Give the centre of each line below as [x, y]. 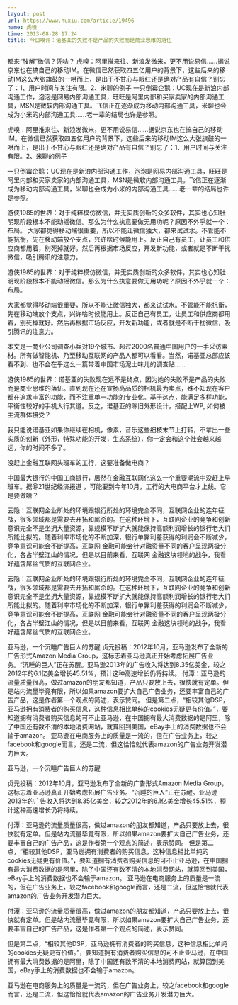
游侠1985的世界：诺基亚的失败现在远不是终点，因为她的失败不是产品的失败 [117, 379]
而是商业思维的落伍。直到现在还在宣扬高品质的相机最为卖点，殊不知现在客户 [119, 388]
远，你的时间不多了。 [38, 448]
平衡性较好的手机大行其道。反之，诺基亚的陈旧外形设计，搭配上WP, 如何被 [117, 406]
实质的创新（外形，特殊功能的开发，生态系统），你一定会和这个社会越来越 [114, 439]
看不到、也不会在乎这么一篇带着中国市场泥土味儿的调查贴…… [97, 364]
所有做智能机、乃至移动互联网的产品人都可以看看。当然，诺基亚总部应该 [125, 356]
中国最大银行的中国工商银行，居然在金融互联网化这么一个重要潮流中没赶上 [116, 478]
